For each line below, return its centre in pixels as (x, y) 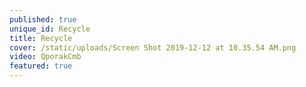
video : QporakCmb (45, 57)
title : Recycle (41, 38)
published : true (43, 19)
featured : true (41, 66)
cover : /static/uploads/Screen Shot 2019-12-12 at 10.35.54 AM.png (153, 47)
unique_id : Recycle (50, 29)
